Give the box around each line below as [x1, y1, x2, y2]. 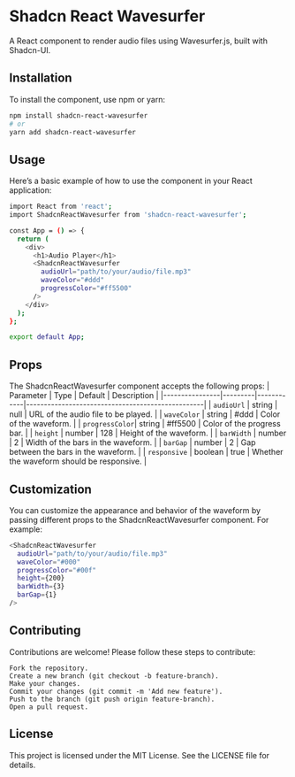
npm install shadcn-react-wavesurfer [9, 111, 148, 120]
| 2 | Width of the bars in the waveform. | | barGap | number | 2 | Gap [9, 437, 256, 448]
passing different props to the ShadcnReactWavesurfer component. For [9, 514, 269, 525]
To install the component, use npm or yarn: [9, 94, 166, 104]
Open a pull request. [9, 702, 89, 712]
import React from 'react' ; [9, 202, 113, 212]
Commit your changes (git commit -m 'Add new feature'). [9, 687, 223, 696]
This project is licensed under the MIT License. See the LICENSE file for [9, 750, 270, 760]
